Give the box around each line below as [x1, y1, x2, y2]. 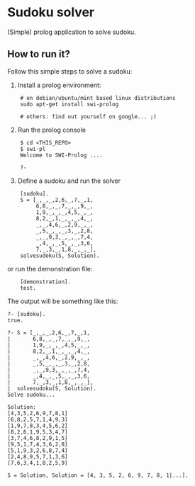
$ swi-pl [20, 145, 46, 152]
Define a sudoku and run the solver [17, 176, 121, 185]
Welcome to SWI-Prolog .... [20, 152, 103, 159]
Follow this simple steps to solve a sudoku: [7, 67, 133, 75]
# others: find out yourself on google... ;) [20, 113, 157, 120]
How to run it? [7, 48, 71, 60]
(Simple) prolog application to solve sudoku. [7, 28, 136, 36]
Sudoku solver [7, 4, 94, 21]
